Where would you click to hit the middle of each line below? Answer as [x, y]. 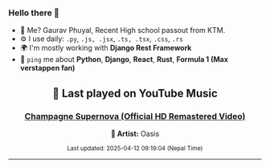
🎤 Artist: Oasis [135, 133]
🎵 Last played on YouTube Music [135, 93]
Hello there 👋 [34, 13]
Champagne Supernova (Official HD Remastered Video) [135, 116]
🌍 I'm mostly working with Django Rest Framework [106, 48]
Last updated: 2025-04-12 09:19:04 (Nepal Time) [135, 148]
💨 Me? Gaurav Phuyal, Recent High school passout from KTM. [123, 31]
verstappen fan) [47, 68]
